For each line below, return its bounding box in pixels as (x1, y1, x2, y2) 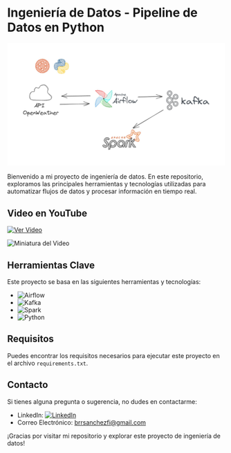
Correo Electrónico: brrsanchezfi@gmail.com (17, 418, 147, 427)
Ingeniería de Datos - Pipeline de (7, 5, 198, 21)
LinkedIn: (17, 411, 44, 419)
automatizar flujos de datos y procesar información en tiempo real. (7, 187, 197, 195)
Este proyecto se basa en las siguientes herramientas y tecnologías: (7, 278, 201, 286)
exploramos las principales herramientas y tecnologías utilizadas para (7, 180, 206, 188)
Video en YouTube (7, 207, 88, 219)
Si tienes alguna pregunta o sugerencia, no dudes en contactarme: (7, 397, 197, 406)
